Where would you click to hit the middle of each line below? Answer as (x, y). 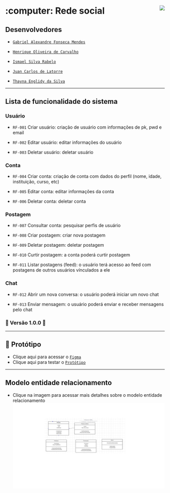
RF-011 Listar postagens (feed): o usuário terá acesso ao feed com (82, 265)
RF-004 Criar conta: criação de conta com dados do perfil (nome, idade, (87, 176)
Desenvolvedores (34, 30)
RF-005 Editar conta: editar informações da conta (63, 191)
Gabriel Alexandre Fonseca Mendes (49, 42)
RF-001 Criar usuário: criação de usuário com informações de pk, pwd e (87, 127)
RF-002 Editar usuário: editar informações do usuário (67, 142)
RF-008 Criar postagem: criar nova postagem (59, 235)
